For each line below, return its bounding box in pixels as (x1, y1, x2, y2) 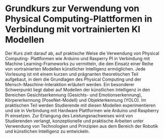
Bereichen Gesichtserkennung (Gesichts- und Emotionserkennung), (5, 92, 142, 98)
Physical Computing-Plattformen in (5, 13, 152, 24)
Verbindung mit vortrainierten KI (5, 24, 141, 35)
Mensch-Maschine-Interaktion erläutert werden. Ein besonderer (5, 81, 135, 87)
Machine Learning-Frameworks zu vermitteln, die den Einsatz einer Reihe (5, 61, 154, 67)
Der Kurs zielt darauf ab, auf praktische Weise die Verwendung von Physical (5, 50, 160, 56)
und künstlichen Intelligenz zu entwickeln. (5, 128, 90, 134)
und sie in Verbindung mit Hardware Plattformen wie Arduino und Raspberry (5, 107, 159, 113)
